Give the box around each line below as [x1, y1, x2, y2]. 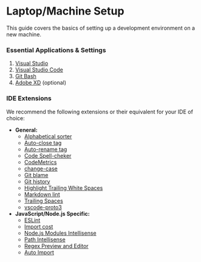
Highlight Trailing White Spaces [24, 184, 103, 192]
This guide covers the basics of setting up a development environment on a [6, 24, 196, 32]
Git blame [24, 171, 49, 178]
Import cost [24, 223, 53, 230]
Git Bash [15, 73, 36, 80]
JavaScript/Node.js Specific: [15, 210, 90, 217]
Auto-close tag [24, 139, 62, 146]
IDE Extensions [6, 94, 52, 102]
